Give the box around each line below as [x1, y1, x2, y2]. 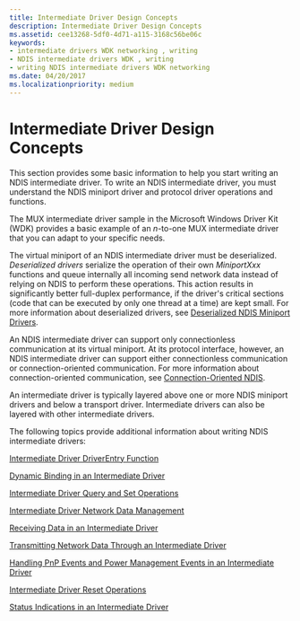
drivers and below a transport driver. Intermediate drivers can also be [9, 398, 266, 409]
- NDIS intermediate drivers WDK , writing [9, 55, 175, 64]
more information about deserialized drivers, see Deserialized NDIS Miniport [9, 307, 291, 318]
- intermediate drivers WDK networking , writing [9, 47, 199, 56]
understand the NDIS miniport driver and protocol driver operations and [9, 186, 273, 197]
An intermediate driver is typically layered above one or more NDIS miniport [9, 389, 288, 400]
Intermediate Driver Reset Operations [9, 584, 147, 595]
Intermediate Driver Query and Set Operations [9, 487, 179, 498]
